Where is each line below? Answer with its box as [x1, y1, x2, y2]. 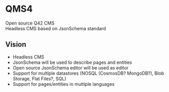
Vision [5, 40, 27, 49]
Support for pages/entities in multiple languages [12, 81, 115, 87]
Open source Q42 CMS [5, 20, 55, 26]
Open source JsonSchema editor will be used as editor [12, 64, 129, 71]
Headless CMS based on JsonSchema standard [5, 25, 107, 31]
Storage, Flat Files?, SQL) [12, 75, 67, 82]
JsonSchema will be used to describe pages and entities [12, 59, 132, 65]
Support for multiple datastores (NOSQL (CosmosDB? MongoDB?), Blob [12, 70, 164, 76]
